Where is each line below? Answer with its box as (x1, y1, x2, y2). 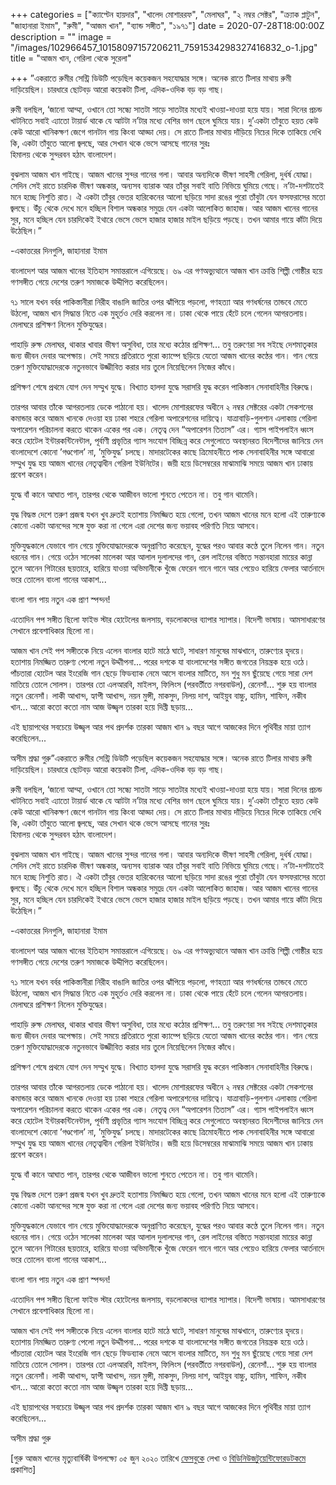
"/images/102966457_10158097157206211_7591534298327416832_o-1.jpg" (10, 42, 318, 53)
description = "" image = (10, 31, 112, 43)
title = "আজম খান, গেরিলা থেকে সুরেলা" (10, 52, 132, 64)
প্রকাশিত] (10, 1464, 37, 1475)
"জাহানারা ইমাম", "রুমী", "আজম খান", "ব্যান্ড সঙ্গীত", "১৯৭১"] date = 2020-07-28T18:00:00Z (10, 20, 325, 31)
